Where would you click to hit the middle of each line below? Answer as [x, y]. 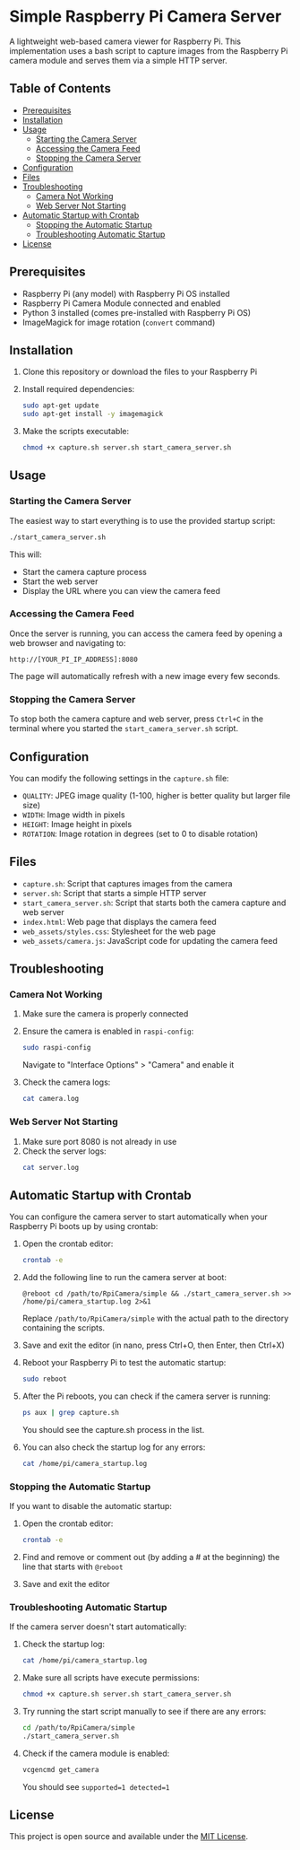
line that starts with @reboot [73, 1566]
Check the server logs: [64, 1151]
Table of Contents [60, 88]
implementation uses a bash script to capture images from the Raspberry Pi [149, 50]
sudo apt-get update [60, 406]
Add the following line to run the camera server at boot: [124, 1278]
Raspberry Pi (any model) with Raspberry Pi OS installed [126, 293]
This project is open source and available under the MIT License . [129, 1837]
